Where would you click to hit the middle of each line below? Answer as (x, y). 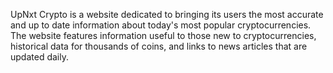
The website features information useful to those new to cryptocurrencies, (163, 35)
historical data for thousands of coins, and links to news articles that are (159, 46)
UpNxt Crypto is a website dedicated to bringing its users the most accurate (167, 14)
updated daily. (39, 57)
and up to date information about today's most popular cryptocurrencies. (161, 25)
